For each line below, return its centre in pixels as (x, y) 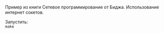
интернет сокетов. (24, 12)
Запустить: (16, 22)
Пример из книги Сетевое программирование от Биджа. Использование (82, 7)
